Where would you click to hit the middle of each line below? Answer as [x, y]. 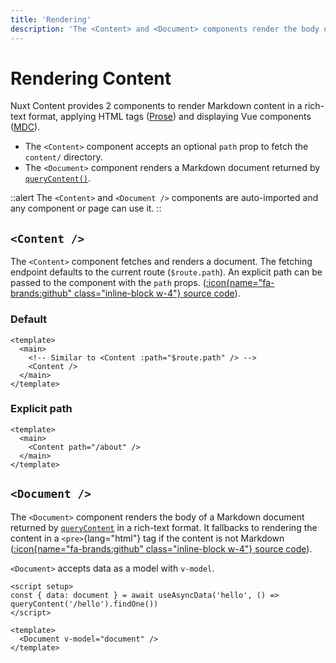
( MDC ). [25, 127]
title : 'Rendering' [51, 19]
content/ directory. [63, 157]
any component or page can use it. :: [86, 208]
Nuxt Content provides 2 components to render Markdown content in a [156, 106]
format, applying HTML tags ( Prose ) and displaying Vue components [170, 117]
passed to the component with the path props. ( [108, 283]
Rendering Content [91, 78]
